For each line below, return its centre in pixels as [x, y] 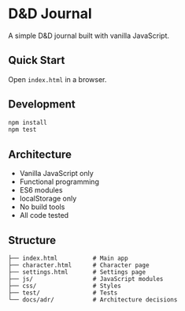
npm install [28, 122]
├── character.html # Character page [79, 265]
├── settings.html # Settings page [77, 272]
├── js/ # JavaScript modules [86, 279]
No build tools [42, 207]
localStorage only [48, 199]
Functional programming [59, 182]
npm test [22, 130]
